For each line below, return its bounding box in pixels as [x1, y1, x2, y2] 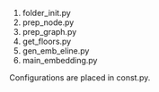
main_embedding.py [22, 55, 98, 65]
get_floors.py [22, 36, 72, 46]
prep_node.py [22, 17, 75, 28]
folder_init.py [22, 8, 72, 18]
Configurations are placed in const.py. [9, 72, 151, 83]
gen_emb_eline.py [22, 46, 90, 56]
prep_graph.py [22, 27, 77, 37]
